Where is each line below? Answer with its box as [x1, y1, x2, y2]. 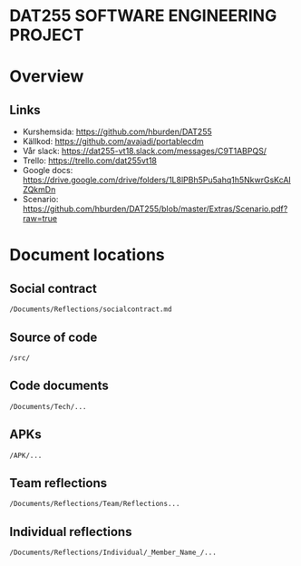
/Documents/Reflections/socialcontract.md [9, 305, 172, 314]
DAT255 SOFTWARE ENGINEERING [9, 5, 277, 26]
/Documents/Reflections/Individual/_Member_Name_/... [9, 548, 218, 558]
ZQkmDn [22, 184, 56, 195]
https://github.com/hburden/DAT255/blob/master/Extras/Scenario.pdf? [22, 203, 288, 214]
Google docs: [22, 165, 73, 176]
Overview [9, 66, 84, 87]
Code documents [9, 378, 109, 394]
